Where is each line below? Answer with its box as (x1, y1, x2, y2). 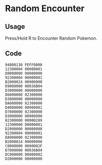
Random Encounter (5, 3, 84, 14)
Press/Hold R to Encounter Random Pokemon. (5, 35, 98, 41)
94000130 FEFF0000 (5, 62, 42, 67)
